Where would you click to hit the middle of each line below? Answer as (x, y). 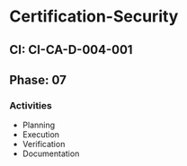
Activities (31, 105)
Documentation (51, 153)
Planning (39, 125)
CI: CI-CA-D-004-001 (71, 50)
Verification (44, 144)
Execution (41, 135)
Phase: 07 (38, 79)
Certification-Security (94, 17)
